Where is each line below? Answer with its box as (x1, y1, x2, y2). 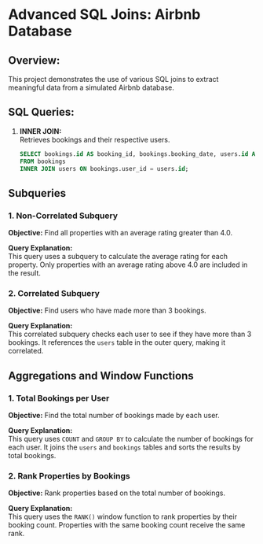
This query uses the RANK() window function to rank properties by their (8, 512, 238, 521)
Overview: (8, 54, 60, 67)
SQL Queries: (8, 105, 75, 119)
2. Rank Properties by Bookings (8, 471, 131, 482)
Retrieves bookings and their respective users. (19, 135, 170, 144)
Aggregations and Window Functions (8, 368, 194, 383)
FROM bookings (19, 157, 66, 165)
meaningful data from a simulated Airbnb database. (8, 83, 174, 92)
